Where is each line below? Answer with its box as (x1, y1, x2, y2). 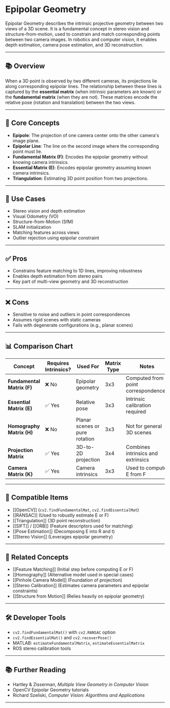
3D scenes (125, 429, 152, 436)
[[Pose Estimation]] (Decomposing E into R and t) (12, 528, 115, 534)
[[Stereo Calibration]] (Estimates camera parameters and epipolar (12, 582, 149, 589)
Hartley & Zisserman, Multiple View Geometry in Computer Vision (12, 682, 149, 688)
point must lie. (12, 148, 42, 154)
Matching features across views (12, 229, 79, 236)
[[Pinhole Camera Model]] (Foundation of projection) (12, 577, 122, 583)
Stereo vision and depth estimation (12, 208, 86, 214)
